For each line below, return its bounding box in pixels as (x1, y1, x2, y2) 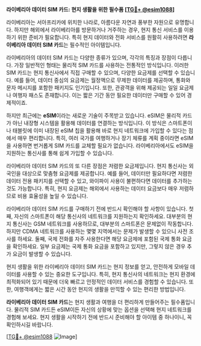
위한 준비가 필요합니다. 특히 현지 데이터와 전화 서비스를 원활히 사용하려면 (17, 34, 188, 41)
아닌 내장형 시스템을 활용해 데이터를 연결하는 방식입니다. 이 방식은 (12, 120, 167, 126)
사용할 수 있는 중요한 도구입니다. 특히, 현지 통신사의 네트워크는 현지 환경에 (22, 271, 196, 277)
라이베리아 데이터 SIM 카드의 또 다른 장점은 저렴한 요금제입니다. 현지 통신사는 (6, 162, 188, 169)
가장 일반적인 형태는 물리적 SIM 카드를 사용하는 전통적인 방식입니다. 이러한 (14, 61, 189, 69)
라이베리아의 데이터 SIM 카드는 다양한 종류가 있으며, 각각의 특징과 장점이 (6, 54, 176, 61)
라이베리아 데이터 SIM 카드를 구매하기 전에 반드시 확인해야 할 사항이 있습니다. (6, 205, 188, 212)
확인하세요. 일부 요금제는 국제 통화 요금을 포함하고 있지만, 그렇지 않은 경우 (12, 243, 186, 250)
